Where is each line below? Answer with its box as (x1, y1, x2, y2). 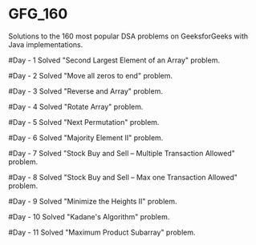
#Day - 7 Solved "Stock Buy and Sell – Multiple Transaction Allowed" (8, 148, 235, 158)
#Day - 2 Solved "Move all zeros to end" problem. (8, 70, 173, 80)
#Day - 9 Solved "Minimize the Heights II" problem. (8, 196, 177, 206)
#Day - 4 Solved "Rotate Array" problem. (8, 102, 144, 111)
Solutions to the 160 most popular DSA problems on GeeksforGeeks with (8, 31, 249, 41)
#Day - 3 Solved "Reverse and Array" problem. (8, 86, 163, 96)
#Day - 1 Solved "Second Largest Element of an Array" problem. (8, 55, 221, 65)
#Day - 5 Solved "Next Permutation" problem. (8, 117, 160, 127)
